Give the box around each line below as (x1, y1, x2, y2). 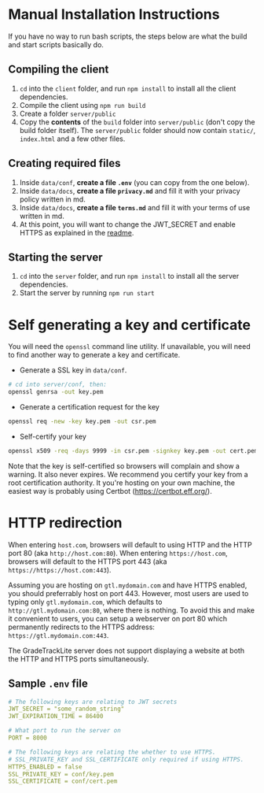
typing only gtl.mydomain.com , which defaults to (8, 597, 163, 606)
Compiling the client (8, 63, 109, 76)
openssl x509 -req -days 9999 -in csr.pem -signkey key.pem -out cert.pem (8, 447, 258, 454)
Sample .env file (8, 677, 88, 691)
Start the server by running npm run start (19, 288, 155, 298)
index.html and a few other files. (19, 134, 126, 143)
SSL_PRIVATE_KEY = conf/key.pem (8, 770, 114, 778)
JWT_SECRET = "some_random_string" (8, 705, 125, 713)
